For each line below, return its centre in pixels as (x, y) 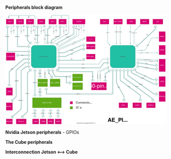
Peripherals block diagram (34, 7)
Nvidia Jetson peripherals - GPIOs (42, 132)
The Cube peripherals (29, 142)
